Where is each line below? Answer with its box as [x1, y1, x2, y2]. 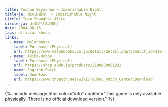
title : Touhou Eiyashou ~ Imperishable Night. [5, 7, 104, 12]
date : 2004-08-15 [5, 26, 41, 31]
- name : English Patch [9, 68, 57, 73]
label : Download [14, 72, 48, 77]
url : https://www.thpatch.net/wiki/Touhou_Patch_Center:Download [14, 77, 153, 82]
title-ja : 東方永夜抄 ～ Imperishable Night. [5, 12, 99, 17]
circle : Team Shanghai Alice [5, 16, 66, 21]
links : [5, 35, 19, 40]
